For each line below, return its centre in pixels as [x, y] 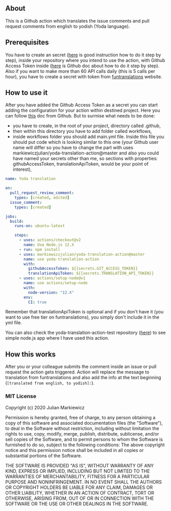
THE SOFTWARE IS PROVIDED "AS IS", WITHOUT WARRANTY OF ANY [80, 465]
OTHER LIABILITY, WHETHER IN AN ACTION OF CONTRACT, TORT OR [80, 493]
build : [17, 221]
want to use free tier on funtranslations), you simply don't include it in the [82, 317]
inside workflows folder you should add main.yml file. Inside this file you [88, 137]
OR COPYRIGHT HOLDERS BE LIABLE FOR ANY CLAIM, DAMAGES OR [79, 487]
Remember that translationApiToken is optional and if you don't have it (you [84, 312]
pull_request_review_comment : [42, 193]
